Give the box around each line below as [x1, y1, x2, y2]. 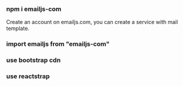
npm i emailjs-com [6, 5, 62, 13]
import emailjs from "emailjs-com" [6, 40, 110, 48]
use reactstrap [6, 72, 50, 81]
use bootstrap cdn [6, 56, 61, 64]
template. [6, 25, 30, 32]
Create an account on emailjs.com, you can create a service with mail [6, 19, 178, 26]
